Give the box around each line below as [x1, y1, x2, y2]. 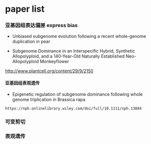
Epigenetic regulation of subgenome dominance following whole [12, 91, 143, 97]
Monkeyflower [40, 58, 69, 64]
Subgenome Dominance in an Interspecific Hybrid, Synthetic [12, 48, 135, 54]
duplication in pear [12, 38, 51, 45]
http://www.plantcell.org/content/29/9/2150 [5, 68, 93, 74]
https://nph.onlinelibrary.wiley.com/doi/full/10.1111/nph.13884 [5, 106, 142, 111]
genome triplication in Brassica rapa [12, 96, 86, 102]
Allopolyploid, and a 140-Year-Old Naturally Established [12, 53, 125, 59]
